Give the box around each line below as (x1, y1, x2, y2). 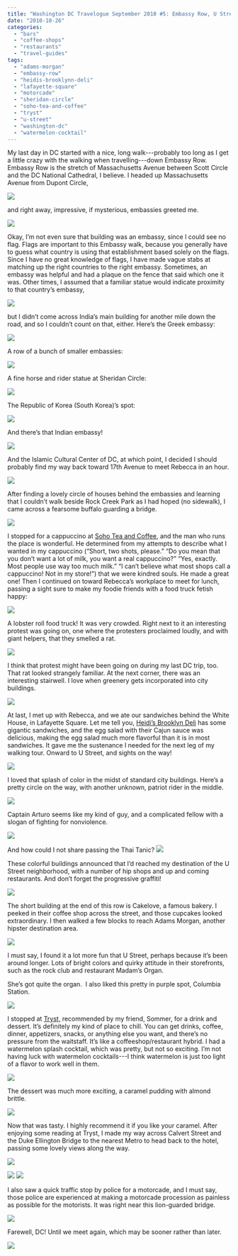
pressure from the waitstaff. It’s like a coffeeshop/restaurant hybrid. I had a (7, 1037, 225, 1046)
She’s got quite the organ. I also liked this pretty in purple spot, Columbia (7, 980, 221, 989)
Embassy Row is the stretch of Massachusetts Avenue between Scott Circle (7, 164, 228, 172)
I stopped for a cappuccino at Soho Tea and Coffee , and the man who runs (7, 532, 225, 540)
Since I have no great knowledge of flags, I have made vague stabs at (7, 255, 211, 264)
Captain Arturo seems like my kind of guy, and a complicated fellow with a (7, 810, 224, 819)
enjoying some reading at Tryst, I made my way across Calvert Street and (7, 1129, 222, 1138)
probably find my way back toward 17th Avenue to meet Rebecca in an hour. (7, 462, 229, 472)
